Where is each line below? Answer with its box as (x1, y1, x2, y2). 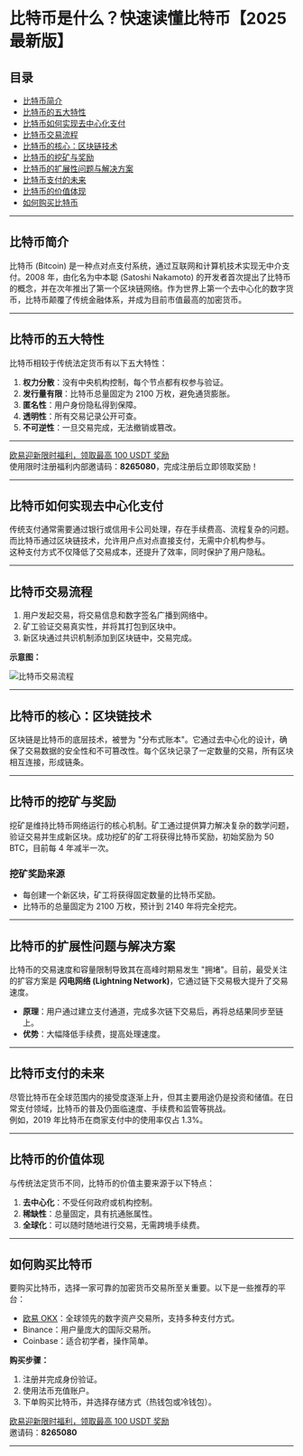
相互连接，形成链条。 (9, 757, 88, 768)
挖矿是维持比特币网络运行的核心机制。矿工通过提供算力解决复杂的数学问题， (9, 819, 294, 830)
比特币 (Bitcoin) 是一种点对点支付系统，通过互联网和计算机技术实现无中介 (9, 260, 282, 271)
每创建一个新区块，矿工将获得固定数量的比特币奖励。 (22, 890, 221, 901)
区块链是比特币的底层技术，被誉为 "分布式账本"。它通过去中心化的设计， (9, 734, 280, 745)
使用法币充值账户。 (22, 1385, 95, 1396)
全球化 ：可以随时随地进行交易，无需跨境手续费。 (22, 1219, 205, 1230)
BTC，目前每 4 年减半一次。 (9, 842, 115, 853)
